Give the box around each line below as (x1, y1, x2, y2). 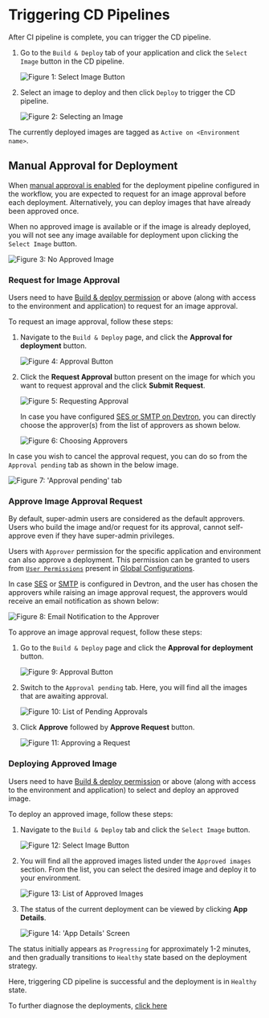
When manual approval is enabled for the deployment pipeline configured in (8, 180, 259, 190)
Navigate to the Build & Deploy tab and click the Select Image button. (19, 824, 251, 834)
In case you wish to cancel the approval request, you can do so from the (8, 452, 247, 462)
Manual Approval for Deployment (8, 159, 178, 173)
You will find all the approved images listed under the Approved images (19, 856, 251, 865)
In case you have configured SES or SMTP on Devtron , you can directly (19, 412, 256, 421)
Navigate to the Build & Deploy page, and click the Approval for (19, 332, 233, 343)
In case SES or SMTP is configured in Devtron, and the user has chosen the (8, 579, 259, 589)
